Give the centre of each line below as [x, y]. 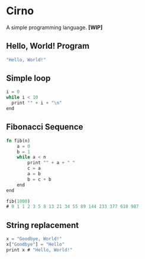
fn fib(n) [18, 141]
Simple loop [28, 78]
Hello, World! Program [48, 46]
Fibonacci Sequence [45, 127]
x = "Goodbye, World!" [34, 239]
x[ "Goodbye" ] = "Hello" [36, 244]
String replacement [43, 225]
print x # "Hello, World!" [39, 250]
